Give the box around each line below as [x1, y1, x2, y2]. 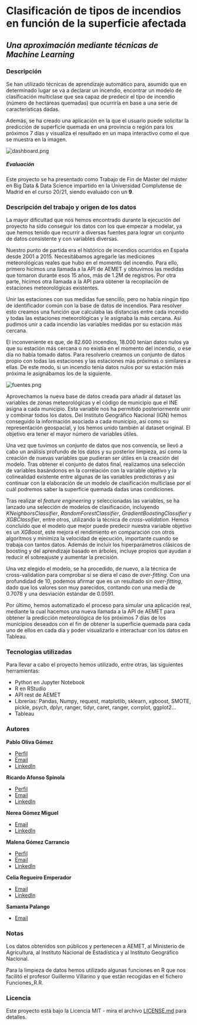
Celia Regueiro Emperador [6, 874, 72, 881]
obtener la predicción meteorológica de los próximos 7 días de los [6, 614, 166, 621]
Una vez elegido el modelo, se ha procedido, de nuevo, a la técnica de [6, 565, 176, 572]
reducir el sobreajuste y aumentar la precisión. [6, 554, 119, 561]
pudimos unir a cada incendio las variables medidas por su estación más [6, 321, 182, 328]
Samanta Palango [6, 903, 50, 910]
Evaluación [6, 161, 35, 168]
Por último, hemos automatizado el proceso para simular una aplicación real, [6, 602, 192, 609]
